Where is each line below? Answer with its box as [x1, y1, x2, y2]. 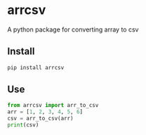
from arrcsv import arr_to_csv [7, 102, 99, 109]
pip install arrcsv [7, 64, 65, 71]
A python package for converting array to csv [7, 25, 139, 34]
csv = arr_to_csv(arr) [7, 115, 74, 122]
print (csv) [7, 122, 39, 129]
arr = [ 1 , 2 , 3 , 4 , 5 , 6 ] [7, 108, 83, 115]
